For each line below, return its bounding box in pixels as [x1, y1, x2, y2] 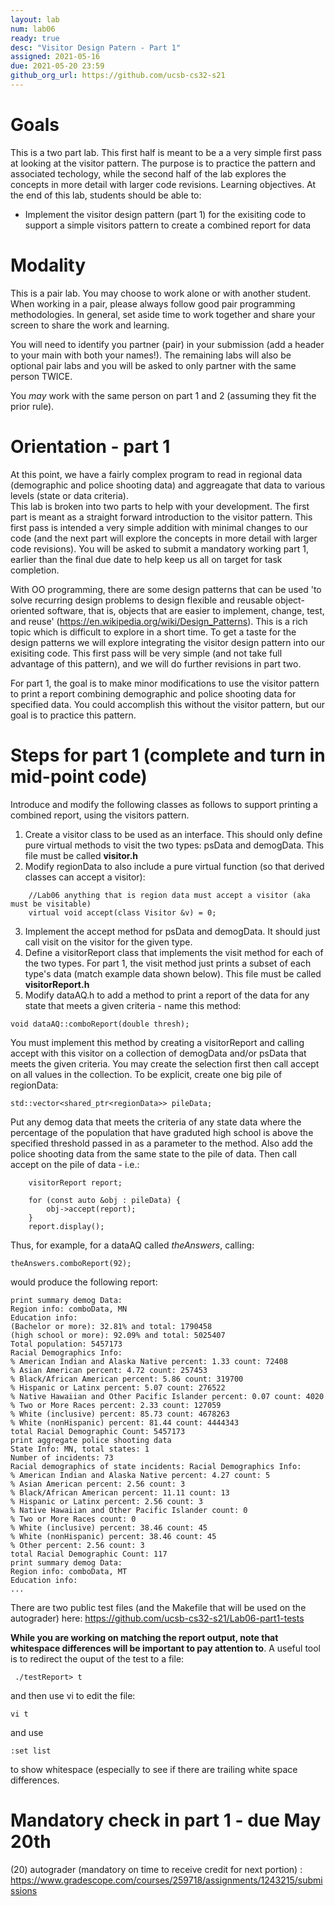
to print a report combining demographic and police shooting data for [10, 687, 297, 700]
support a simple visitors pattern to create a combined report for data [24, 219, 312, 231]
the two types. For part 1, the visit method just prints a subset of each [24, 957, 312, 969]
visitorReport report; [28, 1177, 123, 1188]
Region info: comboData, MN [10, 1304, 128, 1314]
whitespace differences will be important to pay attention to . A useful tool [10, 1642, 322, 1654]
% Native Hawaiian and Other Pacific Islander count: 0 [10, 1505, 248, 1515]
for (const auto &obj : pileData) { [28, 1195, 182, 1205]
